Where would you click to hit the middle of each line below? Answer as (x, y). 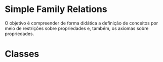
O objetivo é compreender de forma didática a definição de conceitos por (81, 23)
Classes (22, 54)
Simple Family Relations (56, 9)
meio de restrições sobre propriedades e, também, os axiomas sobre (77, 28)
